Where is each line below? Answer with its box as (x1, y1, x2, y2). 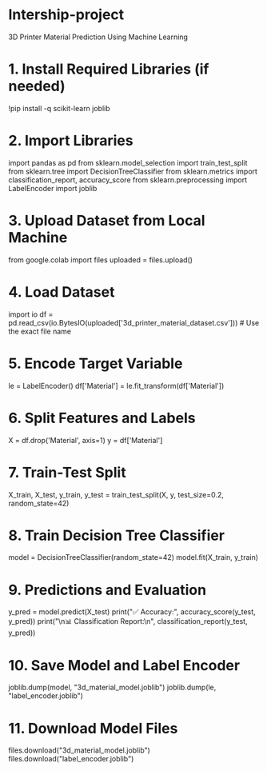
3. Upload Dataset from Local (8, 212, 205, 230)
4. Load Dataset (8, 282, 115, 301)
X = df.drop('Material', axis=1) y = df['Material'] (8, 435, 163, 445)
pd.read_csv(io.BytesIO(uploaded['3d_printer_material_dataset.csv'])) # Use (8, 318, 260, 327)
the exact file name (8, 326, 72, 336)
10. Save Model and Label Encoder (8, 656, 241, 674)
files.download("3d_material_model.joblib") (8, 745, 150, 755)
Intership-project (8, 6, 125, 24)
